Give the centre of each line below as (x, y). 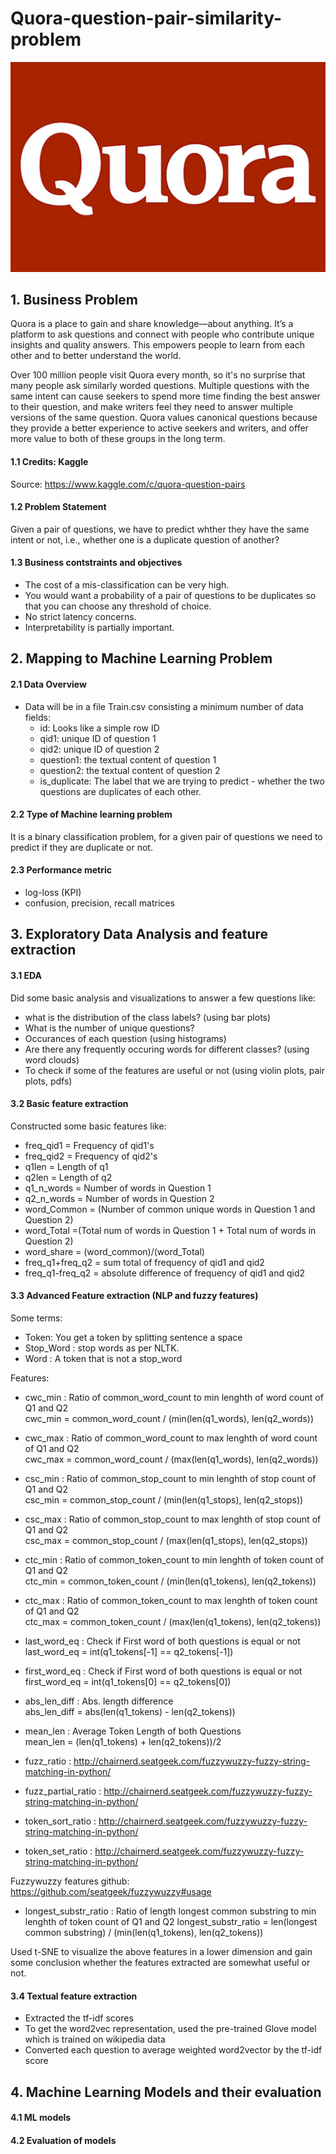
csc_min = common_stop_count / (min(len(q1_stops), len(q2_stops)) (164, 1500)
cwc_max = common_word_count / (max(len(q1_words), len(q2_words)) (171, 1459)
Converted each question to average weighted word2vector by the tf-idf (173, 2050)
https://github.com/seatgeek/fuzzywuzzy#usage (111, 1892)
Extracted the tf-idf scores (79, 2018)
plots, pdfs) (48, 1081)
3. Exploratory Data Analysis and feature (139, 934)
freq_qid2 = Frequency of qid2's (91, 1156)
